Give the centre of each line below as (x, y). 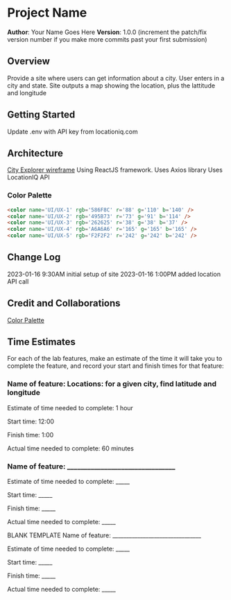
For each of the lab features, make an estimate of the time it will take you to (115, 359)
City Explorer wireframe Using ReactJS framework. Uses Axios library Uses (115, 170)
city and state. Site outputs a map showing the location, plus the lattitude (111, 86)
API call (18, 281)
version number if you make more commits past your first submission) (107, 39)
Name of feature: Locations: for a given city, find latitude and (112, 384)
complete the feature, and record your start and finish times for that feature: (115, 366)
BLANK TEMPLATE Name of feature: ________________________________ (104, 535)
